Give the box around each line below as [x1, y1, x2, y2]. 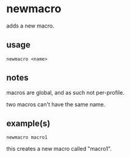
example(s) [6, 118, 51, 128]
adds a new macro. [6, 22, 55, 29]
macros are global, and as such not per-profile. [6, 89, 125, 96]
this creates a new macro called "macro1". [6, 145, 112, 153]
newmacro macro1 [6, 134, 48, 141]
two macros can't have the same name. [6, 100, 106, 108]
